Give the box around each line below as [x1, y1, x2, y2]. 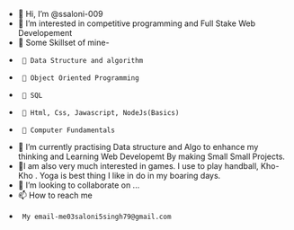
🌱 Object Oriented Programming [22, 74, 139, 83]
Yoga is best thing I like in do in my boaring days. [39, 171, 221, 181]
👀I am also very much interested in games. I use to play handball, [17, 161, 259, 171]
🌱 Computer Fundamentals [22, 126, 115, 135]
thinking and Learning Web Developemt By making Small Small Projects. [17, 151, 286, 162]
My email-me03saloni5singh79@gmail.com [22, 212, 172, 221]
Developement [17, 28, 73, 38]
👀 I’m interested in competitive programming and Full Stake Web [17, 18, 256, 29]
